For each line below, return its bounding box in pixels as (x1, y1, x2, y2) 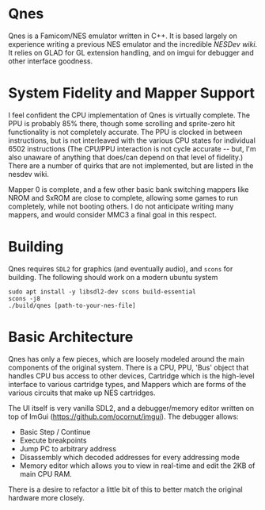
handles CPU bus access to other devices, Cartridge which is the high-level (8, 370, 255, 381)
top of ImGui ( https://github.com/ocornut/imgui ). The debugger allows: (8, 412, 239, 421)
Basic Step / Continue (19, 427, 91, 436)
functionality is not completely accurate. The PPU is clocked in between (8, 127, 243, 136)
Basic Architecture (8, 328, 134, 346)
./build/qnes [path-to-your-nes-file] (8, 301, 136, 309)
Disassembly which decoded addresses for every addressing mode (19, 452, 240, 462)
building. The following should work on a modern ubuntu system (8, 272, 218, 282)
